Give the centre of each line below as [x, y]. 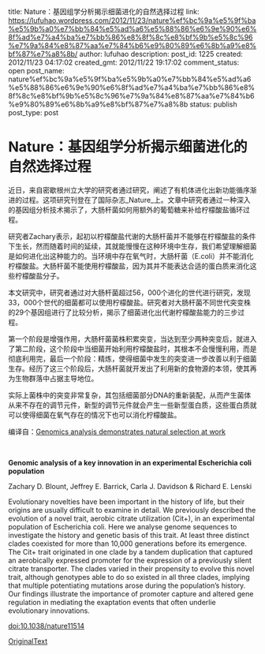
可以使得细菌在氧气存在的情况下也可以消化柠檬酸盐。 [95, 415]
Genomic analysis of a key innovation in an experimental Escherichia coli [130, 462]
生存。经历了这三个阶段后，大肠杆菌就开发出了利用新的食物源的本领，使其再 [132, 368]
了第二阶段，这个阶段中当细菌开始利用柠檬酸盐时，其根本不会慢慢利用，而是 [132, 349]
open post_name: [36, 71]
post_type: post [34, 112]
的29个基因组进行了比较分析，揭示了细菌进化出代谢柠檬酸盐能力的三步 [123, 312]
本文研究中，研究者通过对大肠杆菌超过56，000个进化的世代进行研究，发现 [129, 292]
